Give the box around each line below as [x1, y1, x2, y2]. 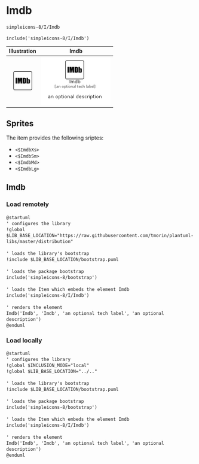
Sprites [6, 118, 34, 129]
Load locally [6, 336, 42, 344]
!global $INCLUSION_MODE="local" [6, 362, 90, 368]
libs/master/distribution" [6, 238, 74, 244]
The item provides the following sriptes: [6, 134, 104, 141]
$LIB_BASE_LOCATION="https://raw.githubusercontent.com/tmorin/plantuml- [6, 232, 194, 238]
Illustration [8, 47, 37, 54]
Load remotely [6, 200, 50, 208]
